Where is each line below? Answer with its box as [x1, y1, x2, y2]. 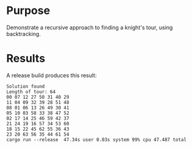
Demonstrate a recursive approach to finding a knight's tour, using [6, 24, 173, 31]
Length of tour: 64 [6, 89, 56, 95]
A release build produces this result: [6, 71, 97, 79]
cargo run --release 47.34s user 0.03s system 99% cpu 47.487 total [6, 136, 187, 143]
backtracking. [6, 30, 41, 37]
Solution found [6, 83, 45, 89]
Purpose [6, 4, 51, 18]
